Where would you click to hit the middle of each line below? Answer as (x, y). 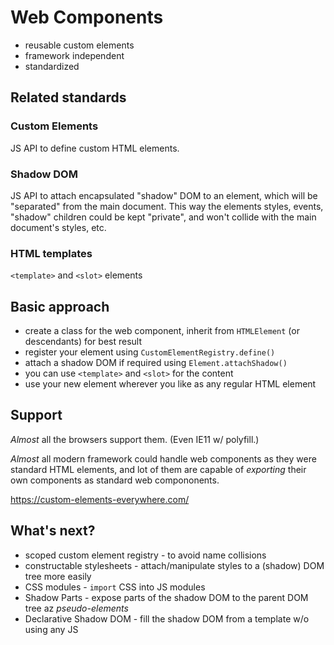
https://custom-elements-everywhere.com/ (100, 499)
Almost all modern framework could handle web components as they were (163, 458)
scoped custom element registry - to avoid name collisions (145, 555)
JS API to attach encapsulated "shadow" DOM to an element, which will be (164, 195)
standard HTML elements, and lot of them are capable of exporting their (158, 469)
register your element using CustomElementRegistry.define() (150, 352)
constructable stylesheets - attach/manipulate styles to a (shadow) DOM (174, 565)
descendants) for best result (83, 342)
